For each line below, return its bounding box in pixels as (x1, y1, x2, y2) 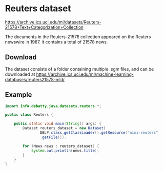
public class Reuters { (5, 112, 54, 117)
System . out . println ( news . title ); (31, 148, 99, 153)
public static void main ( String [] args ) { (14, 121, 102, 126)
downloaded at (5, 71, 35, 77)
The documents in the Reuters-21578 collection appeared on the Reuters (5, 34, 151, 40)
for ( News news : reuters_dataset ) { (22, 144, 99, 149)
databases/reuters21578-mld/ (5, 76, 65, 82)
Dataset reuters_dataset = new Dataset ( (22, 126, 106, 131)
